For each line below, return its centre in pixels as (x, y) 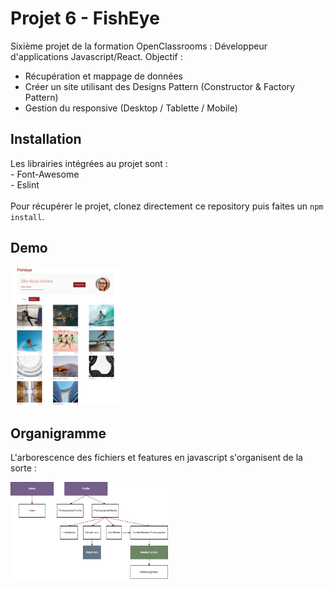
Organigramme (58, 433)
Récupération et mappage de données (104, 76)
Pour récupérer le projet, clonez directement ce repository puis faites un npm (167, 206)
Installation (46, 139)
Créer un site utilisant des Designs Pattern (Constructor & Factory (159, 86)
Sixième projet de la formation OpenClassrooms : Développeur (139, 46)
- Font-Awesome (45, 174)
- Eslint (25, 184)
